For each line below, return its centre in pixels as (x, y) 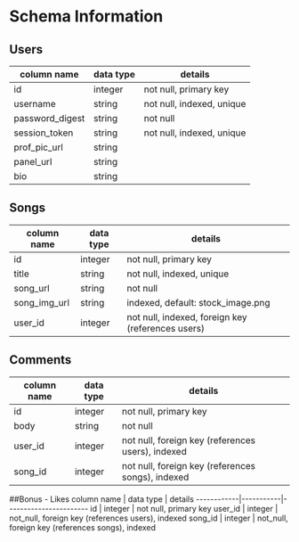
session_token (44, 133)
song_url (32, 288)
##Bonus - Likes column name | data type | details (101, 499)
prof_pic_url (39, 147)
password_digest (49, 118)
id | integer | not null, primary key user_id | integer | (184, 508)
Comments (40, 360)
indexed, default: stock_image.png (198, 302)
